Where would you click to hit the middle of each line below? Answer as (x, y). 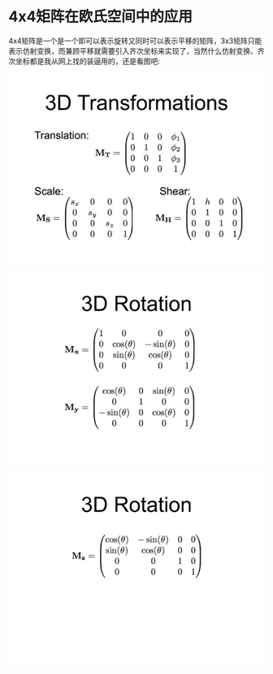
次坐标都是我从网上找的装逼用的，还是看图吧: (84, 61)
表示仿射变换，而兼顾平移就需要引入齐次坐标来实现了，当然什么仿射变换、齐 (136, 50)
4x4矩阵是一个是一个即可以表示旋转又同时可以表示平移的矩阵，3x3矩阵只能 (135, 41)
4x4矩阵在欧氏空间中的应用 (101, 17)
